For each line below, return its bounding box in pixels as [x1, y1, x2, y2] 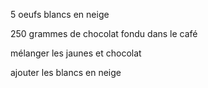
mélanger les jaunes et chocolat [10, 47, 142, 59]
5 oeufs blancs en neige [10, 9, 110, 20]
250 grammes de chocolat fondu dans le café [10, 28, 198, 39]
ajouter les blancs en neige [10, 67, 122, 78]
